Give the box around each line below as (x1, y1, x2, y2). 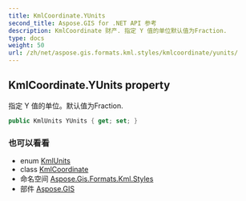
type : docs (8, 34, 45, 42)
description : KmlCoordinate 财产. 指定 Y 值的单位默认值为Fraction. (8, 26, 228, 34)
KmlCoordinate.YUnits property (8, 78, 171, 92)
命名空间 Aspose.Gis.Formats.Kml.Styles (19, 174, 154, 183)
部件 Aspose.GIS (19, 183, 75, 193)
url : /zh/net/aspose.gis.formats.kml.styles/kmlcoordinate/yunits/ (8, 49, 239, 57)
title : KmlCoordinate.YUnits (8, 11, 106, 20)
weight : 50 (8, 42, 45, 50)
